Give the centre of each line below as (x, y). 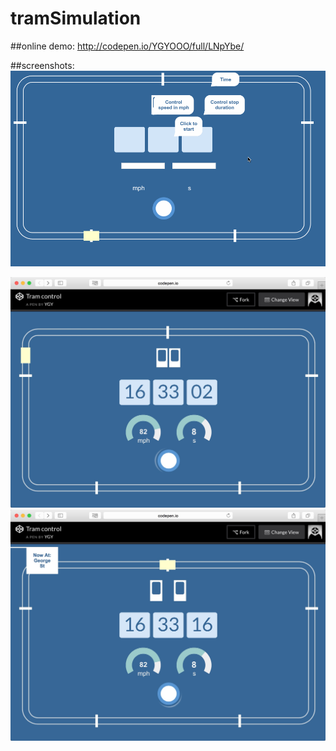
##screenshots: (42, 65)
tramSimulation (76, 18)
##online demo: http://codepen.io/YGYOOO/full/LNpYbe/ (127, 46)
